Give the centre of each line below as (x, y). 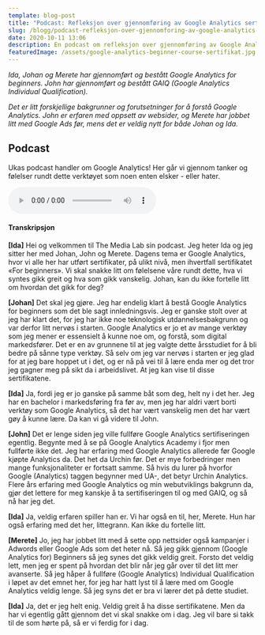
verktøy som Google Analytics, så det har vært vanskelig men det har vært (129, 410)
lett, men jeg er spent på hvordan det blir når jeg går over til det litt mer (123, 565)
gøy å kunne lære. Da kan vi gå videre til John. (84, 419)
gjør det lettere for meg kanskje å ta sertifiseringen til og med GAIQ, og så (128, 493)
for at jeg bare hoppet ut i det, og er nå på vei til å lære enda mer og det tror (131, 361)
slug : (17, 30)
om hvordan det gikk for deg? (56, 287)
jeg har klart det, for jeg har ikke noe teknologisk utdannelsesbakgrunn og (128, 319)
